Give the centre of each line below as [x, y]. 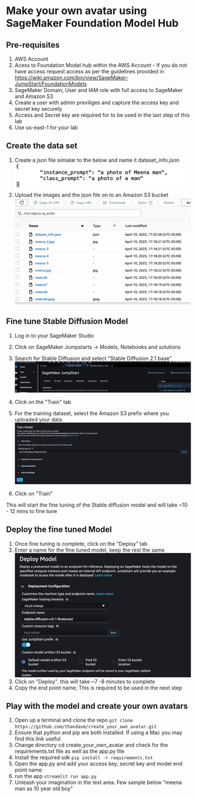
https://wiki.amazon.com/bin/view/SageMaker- [71, 78]
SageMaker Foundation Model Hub [92, 23]
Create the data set [42, 146]
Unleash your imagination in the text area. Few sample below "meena [98, 782]
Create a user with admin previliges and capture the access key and [96, 103]
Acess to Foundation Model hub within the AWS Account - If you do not [101, 65]
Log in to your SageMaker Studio [54, 335]
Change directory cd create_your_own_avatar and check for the [91, 745]
